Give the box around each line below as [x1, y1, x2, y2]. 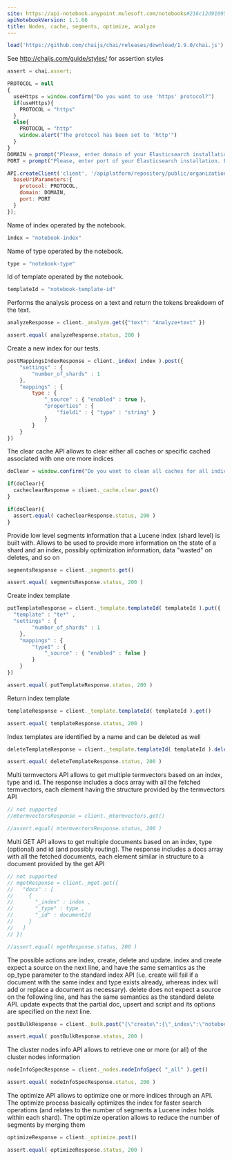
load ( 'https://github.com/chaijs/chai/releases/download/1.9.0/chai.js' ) [7, 42, 224, 49]
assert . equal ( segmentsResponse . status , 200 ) [7, 579, 144, 586]
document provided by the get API [7, 859, 105, 868]
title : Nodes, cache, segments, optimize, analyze [7, 23, 156, 30]
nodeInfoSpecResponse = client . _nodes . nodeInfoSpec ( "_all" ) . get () [7, 1066, 209, 1074]
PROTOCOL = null [7, 80, 54, 87]
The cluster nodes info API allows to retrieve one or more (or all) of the [7, 1045, 208, 1054]
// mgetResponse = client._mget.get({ [7, 879, 119, 886]
